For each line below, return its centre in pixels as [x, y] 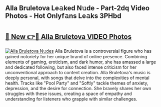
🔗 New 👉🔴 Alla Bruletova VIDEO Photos [68, 37]
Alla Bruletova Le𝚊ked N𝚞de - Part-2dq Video [77, 8]
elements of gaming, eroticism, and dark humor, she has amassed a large [81, 62]
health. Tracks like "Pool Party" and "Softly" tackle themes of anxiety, [77, 83]
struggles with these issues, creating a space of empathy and [69, 94]
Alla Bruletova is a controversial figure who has [103, 51]
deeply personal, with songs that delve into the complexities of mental [77, 78]
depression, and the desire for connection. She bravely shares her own [78, 88]
